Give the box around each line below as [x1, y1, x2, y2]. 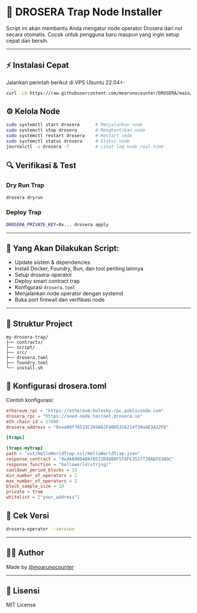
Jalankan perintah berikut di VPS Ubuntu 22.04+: [6, 79, 125, 86]
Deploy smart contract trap [14, 278, 80, 285]
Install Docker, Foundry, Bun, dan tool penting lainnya [14, 265, 144, 272]
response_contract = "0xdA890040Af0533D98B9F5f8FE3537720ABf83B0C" [6, 457, 175, 462]
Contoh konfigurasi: [6, 396, 54, 403]
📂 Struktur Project [6, 319, 73, 329]
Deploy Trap [6, 208, 42, 216]
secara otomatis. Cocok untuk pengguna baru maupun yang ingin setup [6, 30, 180, 38]
